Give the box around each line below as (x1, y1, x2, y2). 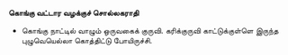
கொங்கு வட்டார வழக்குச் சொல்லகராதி (8, 8, 139, 18)
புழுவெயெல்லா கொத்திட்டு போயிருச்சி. (21, 35, 153, 45)
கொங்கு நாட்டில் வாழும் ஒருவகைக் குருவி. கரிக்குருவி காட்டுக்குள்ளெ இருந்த (21, 26, 279, 35)
